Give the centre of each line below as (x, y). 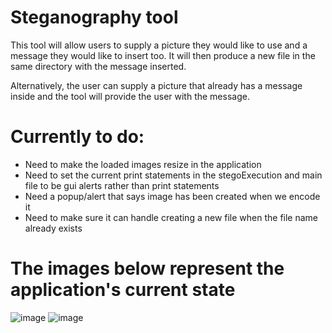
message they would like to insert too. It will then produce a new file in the (163, 55)
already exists (53, 228)
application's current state (123, 290)
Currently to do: (77, 137)
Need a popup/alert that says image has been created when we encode (172, 196)
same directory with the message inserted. (98, 66)
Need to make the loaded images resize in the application (143, 164)
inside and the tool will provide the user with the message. (130, 96)
